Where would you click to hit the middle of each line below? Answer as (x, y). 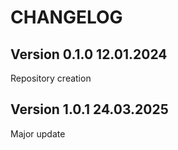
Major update (38, 133)
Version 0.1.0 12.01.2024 (89, 54)
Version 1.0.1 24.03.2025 (89, 109)
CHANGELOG (66, 17)
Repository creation (51, 78)
